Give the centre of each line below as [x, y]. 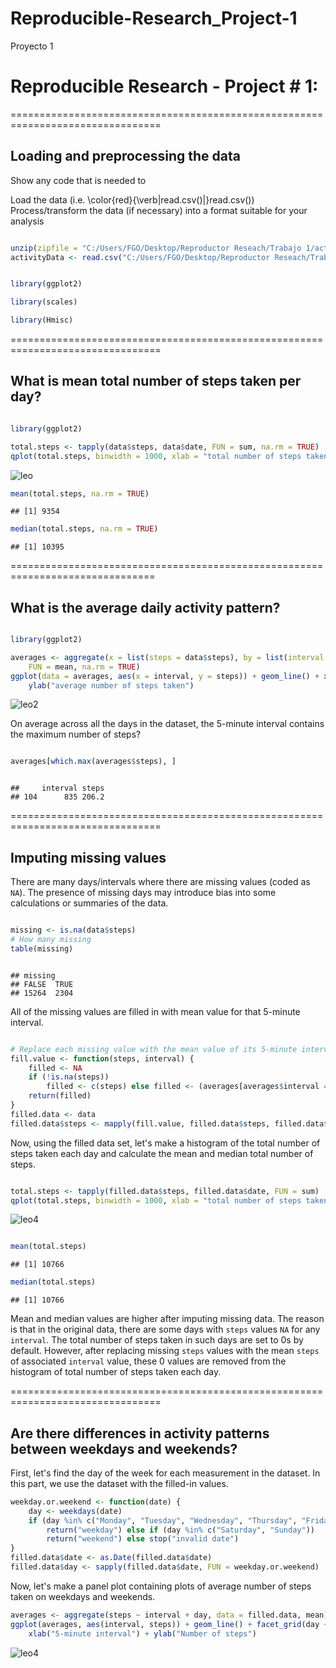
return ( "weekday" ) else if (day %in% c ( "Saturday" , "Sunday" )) [180, 1530]
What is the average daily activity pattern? [145, 607]
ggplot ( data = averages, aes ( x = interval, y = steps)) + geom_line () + [165, 676]
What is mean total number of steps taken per [156, 381]
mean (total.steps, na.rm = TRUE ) [80, 493]
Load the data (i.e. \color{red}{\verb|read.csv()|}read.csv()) [132, 199]
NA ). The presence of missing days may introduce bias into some [143, 893]
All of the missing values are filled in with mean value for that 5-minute [155, 1011]
